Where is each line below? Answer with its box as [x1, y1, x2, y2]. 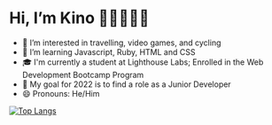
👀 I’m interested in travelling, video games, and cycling [21, 37, 221, 48]
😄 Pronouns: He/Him [21, 88, 100, 98]
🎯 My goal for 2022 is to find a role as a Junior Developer [21, 79, 232, 90]
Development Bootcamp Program [21, 69, 144, 80]
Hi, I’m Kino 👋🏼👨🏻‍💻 [9, 8, 150, 28]
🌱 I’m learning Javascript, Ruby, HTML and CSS [21, 46, 196, 57]
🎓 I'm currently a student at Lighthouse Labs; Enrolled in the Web [21, 57, 264, 67]
